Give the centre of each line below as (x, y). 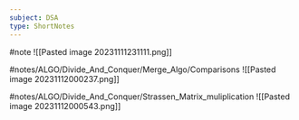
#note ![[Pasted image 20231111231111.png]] (91, 51)
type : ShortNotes (42, 26)
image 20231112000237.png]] (64, 78)
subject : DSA (34, 18)
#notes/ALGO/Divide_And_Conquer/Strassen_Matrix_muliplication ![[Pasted (150, 97)
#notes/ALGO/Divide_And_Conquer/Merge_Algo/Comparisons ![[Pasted (143, 69)
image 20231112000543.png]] (65, 106)
